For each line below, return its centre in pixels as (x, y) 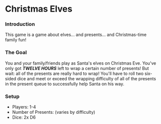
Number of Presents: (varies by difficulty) (54, 112)
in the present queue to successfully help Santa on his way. (65, 84)
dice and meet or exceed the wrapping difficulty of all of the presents (87, 78)
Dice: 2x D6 (24, 117)
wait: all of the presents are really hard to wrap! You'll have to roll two (74, 73)
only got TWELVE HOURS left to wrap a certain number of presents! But (77, 68)
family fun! (16, 40)
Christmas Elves (39, 9)
